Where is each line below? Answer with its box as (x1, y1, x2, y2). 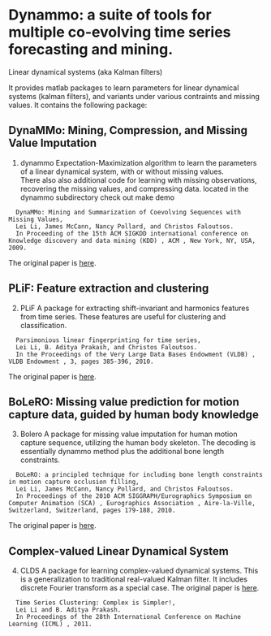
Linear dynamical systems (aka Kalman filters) (8, 67, 163, 76)
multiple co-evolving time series (8, 23, 231, 41)
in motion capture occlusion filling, (8, 478, 140, 487)
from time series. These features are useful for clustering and (19, 311, 226, 322)
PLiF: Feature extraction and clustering (8, 282, 209, 296)
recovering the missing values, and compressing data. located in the (19, 184, 249, 193)
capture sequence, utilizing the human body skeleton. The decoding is (19, 438, 256, 448)
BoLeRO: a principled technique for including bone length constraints (15, 471, 264, 479)
